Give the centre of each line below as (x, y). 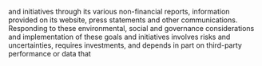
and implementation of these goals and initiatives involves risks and (119, 37)
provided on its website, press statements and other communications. (123, 20)
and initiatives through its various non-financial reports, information (119, 12)
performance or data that (50, 54)
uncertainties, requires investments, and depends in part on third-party (125, 45)
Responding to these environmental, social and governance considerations (131, 28)
